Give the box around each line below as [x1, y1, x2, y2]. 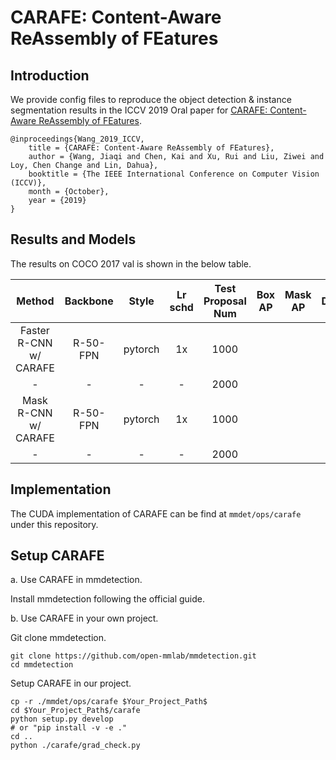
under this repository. [10, 518, 99, 530]
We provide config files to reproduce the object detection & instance [10, 94, 292, 105]
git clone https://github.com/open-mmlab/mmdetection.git [10, 651, 257, 661]
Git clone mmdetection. [10, 632, 107, 644]
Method [16, 294, 55, 308]
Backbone [64, 294, 114, 308]
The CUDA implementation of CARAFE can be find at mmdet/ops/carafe [10, 507, 302, 520]
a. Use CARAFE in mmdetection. [10, 574, 143, 586]
